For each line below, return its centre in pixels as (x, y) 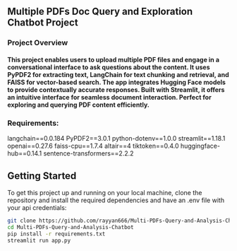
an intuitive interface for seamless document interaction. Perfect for (109, 97)
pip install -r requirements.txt (56, 234)
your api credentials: (37, 208)
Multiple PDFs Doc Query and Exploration (100, 12)
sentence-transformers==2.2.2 (89, 153)
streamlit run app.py (39, 240)
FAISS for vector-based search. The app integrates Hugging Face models (116, 82)
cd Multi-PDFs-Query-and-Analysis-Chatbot (71, 227)
